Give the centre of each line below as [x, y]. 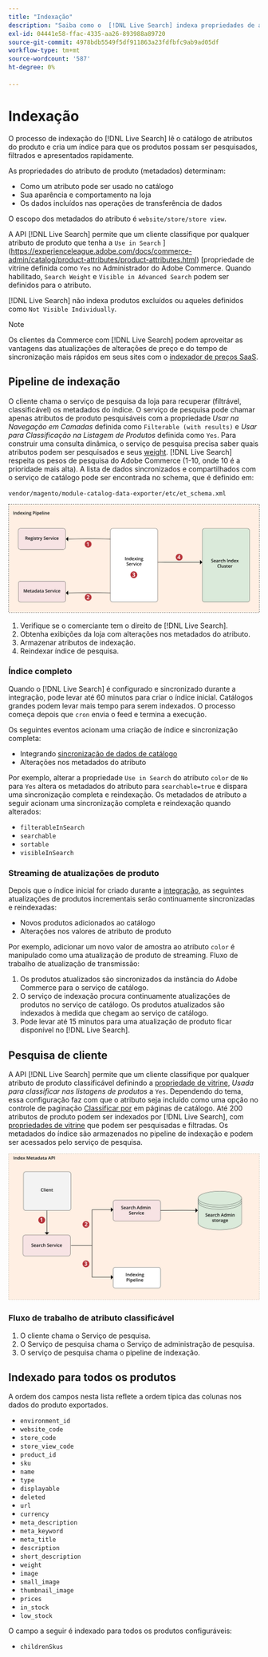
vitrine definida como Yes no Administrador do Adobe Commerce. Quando [130, 268]
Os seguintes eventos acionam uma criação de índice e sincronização [123, 729]
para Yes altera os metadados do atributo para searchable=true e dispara [128, 786]
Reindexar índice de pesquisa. [69, 651]
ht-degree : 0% [32, 68]
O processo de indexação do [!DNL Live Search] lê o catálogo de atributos [130, 138]
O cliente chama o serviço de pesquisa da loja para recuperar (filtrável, [125, 401]
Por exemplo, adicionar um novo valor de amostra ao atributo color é [122, 947]
